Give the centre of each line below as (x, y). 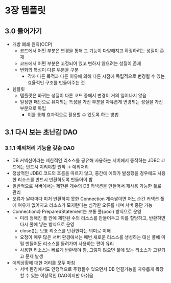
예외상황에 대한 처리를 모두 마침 (43, 263)
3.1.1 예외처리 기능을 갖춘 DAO (40, 148)
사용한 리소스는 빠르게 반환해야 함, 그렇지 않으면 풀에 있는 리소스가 (86, 250)
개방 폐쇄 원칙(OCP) (32, 44)
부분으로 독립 (33, 108)
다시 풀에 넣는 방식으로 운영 (47, 224)
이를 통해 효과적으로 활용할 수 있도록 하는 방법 (73, 115)
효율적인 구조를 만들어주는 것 (56, 83)
